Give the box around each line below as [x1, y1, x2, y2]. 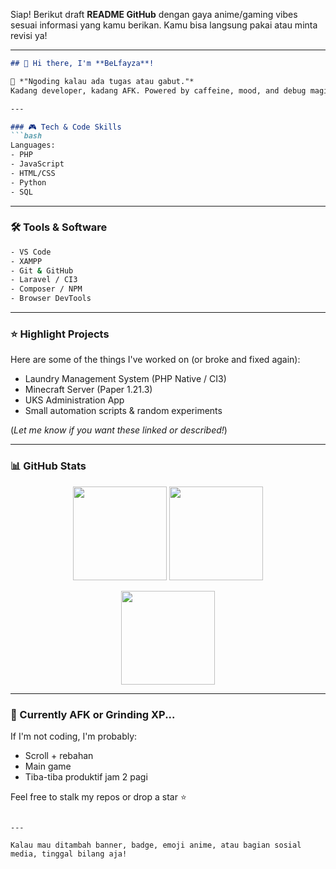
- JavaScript [10, 159, 65, 169]
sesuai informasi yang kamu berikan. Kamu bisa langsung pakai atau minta [10, 19, 318, 31]
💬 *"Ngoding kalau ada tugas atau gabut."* [10, 76, 195, 86]
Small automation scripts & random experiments [24, 405, 223, 417]
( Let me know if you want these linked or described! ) [10, 424, 228, 436]
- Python [10, 177, 47, 188]
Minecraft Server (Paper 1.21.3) [24, 384, 153, 396]
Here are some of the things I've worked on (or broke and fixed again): [10, 354, 301, 366]
